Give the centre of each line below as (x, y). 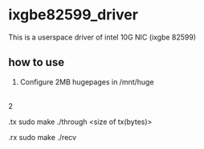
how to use (37, 62)
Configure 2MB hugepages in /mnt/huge (87, 81)
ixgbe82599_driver (73, 15)
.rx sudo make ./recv (43, 137)
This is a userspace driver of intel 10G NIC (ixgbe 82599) (102, 37)
